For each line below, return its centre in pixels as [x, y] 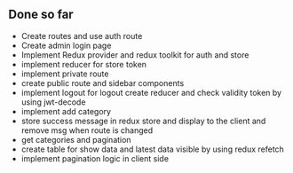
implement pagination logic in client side [95, 158]
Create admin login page [66, 45]
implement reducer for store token [84, 64]
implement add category [66, 111]
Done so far [41, 15]
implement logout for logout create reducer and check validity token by [151, 92]
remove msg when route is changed [87, 130]
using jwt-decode [53, 102]
